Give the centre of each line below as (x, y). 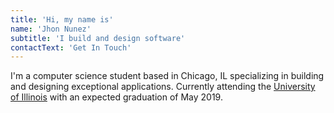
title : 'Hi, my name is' (62, 19)
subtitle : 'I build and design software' (98, 38)
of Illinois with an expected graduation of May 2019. (116, 97)
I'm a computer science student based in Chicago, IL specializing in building (167, 76)
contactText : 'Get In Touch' (71, 47)
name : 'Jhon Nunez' (51, 29)
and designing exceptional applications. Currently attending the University (163, 87)
